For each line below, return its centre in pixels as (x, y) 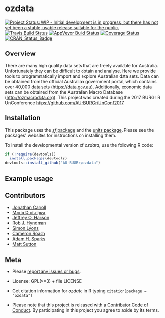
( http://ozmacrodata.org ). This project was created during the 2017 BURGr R (83, 97)
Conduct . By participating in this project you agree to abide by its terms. (85, 310)
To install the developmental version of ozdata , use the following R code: (79, 145)
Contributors (25, 195)
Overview (21, 54)
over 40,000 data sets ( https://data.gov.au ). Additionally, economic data (79, 87)
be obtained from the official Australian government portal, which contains (81, 81)
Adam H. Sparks (29, 239)
